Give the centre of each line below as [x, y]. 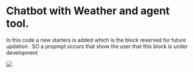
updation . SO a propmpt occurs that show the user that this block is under [97, 46]
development [22, 52]
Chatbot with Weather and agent [88, 11]
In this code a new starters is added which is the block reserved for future [96, 40]
